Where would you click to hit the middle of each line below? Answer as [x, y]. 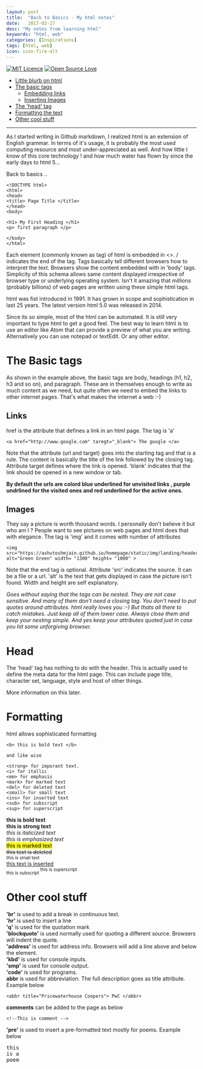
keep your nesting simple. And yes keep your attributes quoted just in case [99, 620]
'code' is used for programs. [42, 972]
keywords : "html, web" [35, 35]
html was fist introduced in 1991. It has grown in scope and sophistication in [100, 298]
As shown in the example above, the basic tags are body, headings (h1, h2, [99, 377]
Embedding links [45, 93]
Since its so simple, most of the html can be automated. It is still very [92, 317]
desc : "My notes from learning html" [54, 29]
